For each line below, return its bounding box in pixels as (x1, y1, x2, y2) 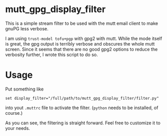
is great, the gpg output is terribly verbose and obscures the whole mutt (5, 40, 155, 47)
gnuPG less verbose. (5, 25, 49, 31)
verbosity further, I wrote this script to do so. (5, 52, 98, 58)
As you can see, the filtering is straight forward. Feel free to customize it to (5, 120, 160, 126)
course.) (5, 110, 23, 116)
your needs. (5, 125, 30, 131)
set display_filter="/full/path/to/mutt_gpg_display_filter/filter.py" (5, 96, 159, 101)
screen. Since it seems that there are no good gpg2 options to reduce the (5, 46, 158, 52)
